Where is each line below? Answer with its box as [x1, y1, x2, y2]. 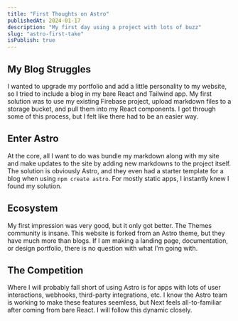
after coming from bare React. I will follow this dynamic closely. [7, 306, 193, 315]
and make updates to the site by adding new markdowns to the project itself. [7, 159, 232, 168]
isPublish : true [7, 37, 55, 44]
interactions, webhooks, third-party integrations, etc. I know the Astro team [7, 290, 228, 299]
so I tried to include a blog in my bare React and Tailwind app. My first [7, 89, 212, 98]
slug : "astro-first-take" [7, 30, 84, 38]
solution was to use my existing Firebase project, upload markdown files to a [7, 97, 232, 105]
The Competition [7, 264, 84, 276]
